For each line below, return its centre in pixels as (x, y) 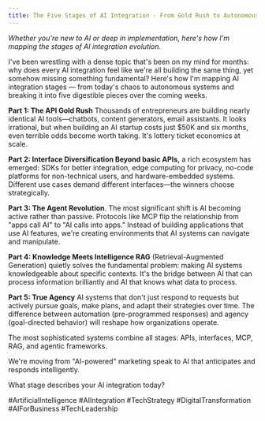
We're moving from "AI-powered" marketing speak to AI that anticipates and (132, 361)
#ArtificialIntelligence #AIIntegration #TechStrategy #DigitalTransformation (129, 400)
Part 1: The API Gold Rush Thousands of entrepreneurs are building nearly (129, 110)
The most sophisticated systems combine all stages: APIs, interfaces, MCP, (131, 337)
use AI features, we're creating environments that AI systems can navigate (129, 233)
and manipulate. (34, 241)
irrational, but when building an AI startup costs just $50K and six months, (128, 127)
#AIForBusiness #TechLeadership (63, 408)
